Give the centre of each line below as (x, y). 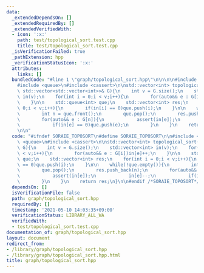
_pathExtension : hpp (38, 57)
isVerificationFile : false (46, 193)
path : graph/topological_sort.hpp (55, 198)
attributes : (27, 68)
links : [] (30, 74)
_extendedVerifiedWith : (42, 29)
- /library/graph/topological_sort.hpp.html (63, 255)
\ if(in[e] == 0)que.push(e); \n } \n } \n (97, 125)
